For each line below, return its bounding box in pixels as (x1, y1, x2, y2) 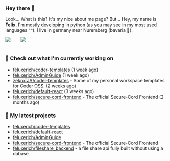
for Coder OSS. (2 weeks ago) (12, 83, 77, 89)
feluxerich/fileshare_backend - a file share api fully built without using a (12, 145, 163, 151)
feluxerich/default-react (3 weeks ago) (12, 88, 94, 94)
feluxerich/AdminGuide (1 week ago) (12, 72, 89, 78)
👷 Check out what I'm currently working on (5, 55, 114, 62)
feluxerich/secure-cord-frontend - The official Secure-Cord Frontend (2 (12, 94, 164, 100)
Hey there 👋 (5, 5, 35, 12)
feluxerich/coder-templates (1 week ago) (12, 66, 99, 73)
